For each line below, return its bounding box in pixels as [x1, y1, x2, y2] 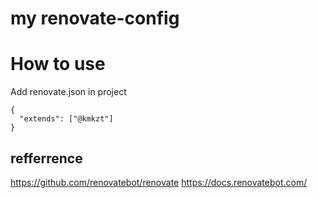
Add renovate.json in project [10, 86, 127, 98]
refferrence [10, 150, 83, 167]
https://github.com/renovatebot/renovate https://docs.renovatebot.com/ [10, 176, 308, 188]
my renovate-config [10, 7, 180, 30]
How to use [10, 53, 106, 76]
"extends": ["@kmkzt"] [19, 114, 114, 124]
